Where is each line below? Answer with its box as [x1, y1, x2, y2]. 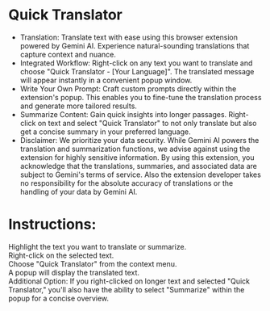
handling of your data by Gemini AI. [19, 187, 138, 196]
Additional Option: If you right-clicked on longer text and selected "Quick [8, 276, 250, 286]
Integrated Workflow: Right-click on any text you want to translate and [19, 58, 253, 68]
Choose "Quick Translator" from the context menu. [8, 258, 177, 268]
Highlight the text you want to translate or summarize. [8, 242, 187, 251]
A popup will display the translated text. [8, 267, 139, 277]
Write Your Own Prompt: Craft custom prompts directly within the [19, 83, 237, 94]
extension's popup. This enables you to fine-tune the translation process [19, 92, 262, 102]
